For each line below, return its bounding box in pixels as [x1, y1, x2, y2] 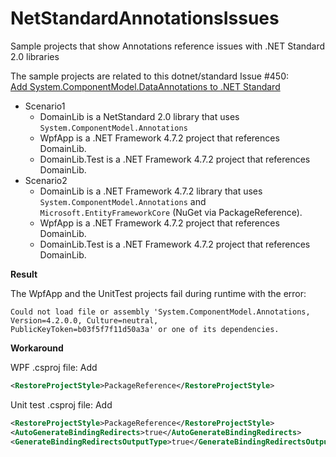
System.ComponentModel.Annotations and [39, 195, 207, 207]
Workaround [10, 342, 64, 354]
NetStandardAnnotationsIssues [10, 7, 280, 30]
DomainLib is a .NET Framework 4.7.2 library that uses [39, 185, 263, 197]
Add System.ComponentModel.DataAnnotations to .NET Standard [10, 80, 281, 92]
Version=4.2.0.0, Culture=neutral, [10, 315, 159, 326]
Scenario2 [24, 174, 68, 186]
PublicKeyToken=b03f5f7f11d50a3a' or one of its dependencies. [10, 324, 280, 334]
